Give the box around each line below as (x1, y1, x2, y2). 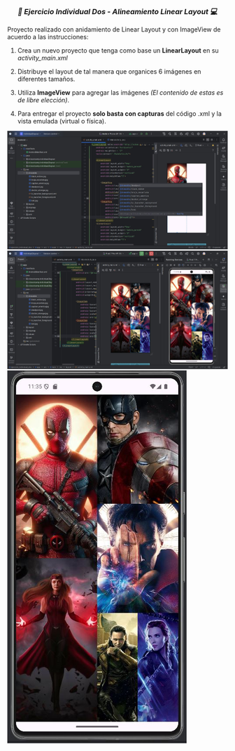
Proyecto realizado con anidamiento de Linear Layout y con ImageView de (7, 25, 221, 34)
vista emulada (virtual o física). (17, 117, 106, 126)
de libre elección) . (17, 96, 70, 105)
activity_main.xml (17, 54, 68, 62)
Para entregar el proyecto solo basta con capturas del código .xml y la (17, 109, 222, 118)
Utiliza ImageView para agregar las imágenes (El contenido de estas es (17, 88, 224, 97)
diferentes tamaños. (17, 75, 76, 84)
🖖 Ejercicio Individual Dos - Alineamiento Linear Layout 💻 (17, 6, 218, 16)
